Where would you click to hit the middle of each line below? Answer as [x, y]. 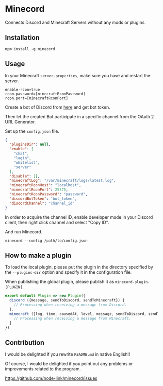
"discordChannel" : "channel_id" [42, 203]
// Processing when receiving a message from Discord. [70, 305]
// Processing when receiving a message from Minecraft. [73, 318]
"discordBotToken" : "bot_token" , [43, 199]
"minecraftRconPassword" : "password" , [49, 194]
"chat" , [21, 154]
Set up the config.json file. [32, 131]
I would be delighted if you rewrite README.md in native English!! [67, 354]
